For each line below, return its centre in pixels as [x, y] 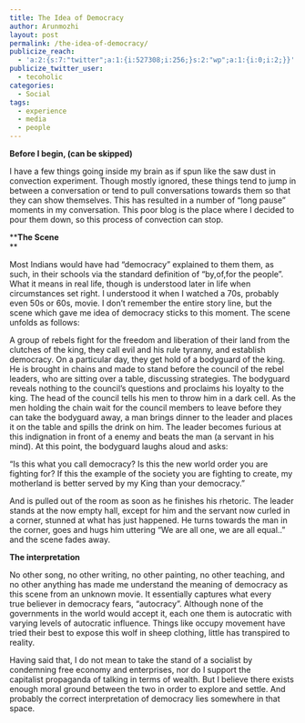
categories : [32, 85]
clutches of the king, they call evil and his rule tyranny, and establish [137, 350]
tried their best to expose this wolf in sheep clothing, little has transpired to [150, 633]
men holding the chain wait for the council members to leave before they [146, 407]
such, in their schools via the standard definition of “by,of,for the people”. [147, 274]
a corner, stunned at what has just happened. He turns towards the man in [149, 520]
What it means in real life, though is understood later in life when [130, 284]
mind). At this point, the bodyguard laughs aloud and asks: [119, 446]
